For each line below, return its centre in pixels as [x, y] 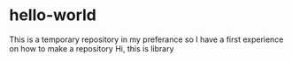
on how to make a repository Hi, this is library [92, 48]
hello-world [53, 15]
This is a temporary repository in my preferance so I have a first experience [146, 39]
